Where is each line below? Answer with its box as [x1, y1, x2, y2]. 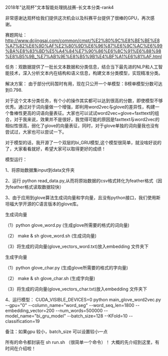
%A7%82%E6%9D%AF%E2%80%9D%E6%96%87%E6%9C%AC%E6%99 [5, 43, 162, 49]
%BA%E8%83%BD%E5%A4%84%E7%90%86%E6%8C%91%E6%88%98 [5, 48, 161, 54]
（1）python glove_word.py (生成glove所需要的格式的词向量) [5, 222, 130, 228]
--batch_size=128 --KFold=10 [67, 313, 128, 319]
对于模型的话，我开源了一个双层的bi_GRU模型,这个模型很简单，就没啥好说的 [5, 140, 161, 145]
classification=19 [5, 318, 40, 324]
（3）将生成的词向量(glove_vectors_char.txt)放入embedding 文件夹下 [5, 286, 147, 292]
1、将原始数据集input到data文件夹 [5, 167, 75, 173]
